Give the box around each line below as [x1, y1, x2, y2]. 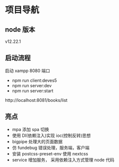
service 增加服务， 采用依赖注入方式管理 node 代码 [12, 157, 115, 163]
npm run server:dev [12, 82, 52, 88]
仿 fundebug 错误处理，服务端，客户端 [12, 145, 90, 150]
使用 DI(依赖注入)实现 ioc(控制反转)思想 [12, 132, 91, 138]
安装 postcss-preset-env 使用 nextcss [12, 150, 88, 156]
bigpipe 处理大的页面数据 [12, 138, 63, 144]
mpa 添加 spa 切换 [12, 126, 50, 132]
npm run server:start [12, 88, 53, 93]
